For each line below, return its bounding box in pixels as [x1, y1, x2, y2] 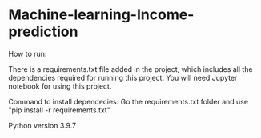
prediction [8, 22, 78, 41]
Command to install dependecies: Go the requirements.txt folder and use [8, 97, 249, 106]
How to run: [8, 49, 47, 58]
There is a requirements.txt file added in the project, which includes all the [8, 64, 254, 73]
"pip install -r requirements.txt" [8, 105, 110, 115]
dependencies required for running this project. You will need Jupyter [8, 73, 238, 82]
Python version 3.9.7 [8, 120, 77, 130]
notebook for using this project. [8, 81, 112, 91]
